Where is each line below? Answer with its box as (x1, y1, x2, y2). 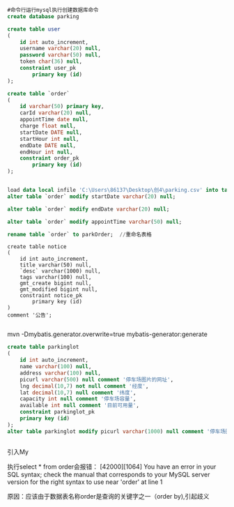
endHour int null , (19, 149, 73, 156)
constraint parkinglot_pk (19, 409, 95, 416)
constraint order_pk (19, 155, 79, 162)
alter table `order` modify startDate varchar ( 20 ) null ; (7, 192, 176, 200)
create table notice (7, 243, 68, 250)
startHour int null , (19, 135, 79, 142)
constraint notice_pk (19, 292, 82, 299)
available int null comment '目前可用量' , (19, 402, 139, 409)
